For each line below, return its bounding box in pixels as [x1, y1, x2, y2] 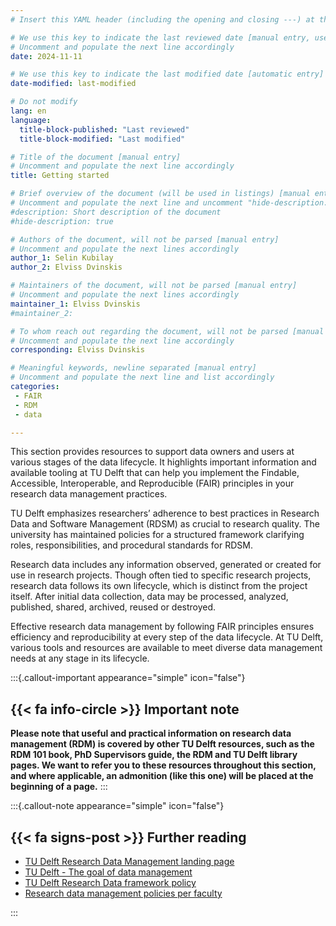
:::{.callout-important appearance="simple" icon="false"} [10, 672, 246, 684]
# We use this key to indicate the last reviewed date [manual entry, [10, 32, 311, 43]
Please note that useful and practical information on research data [10, 727, 292, 740]
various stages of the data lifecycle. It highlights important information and [10, 456, 317, 468]
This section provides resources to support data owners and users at [10, 446, 295, 458]
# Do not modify [10, 97, 78, 107]
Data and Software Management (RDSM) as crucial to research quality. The [10, 518, 321, 530]
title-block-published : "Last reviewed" [19, 124, 190, 135]
